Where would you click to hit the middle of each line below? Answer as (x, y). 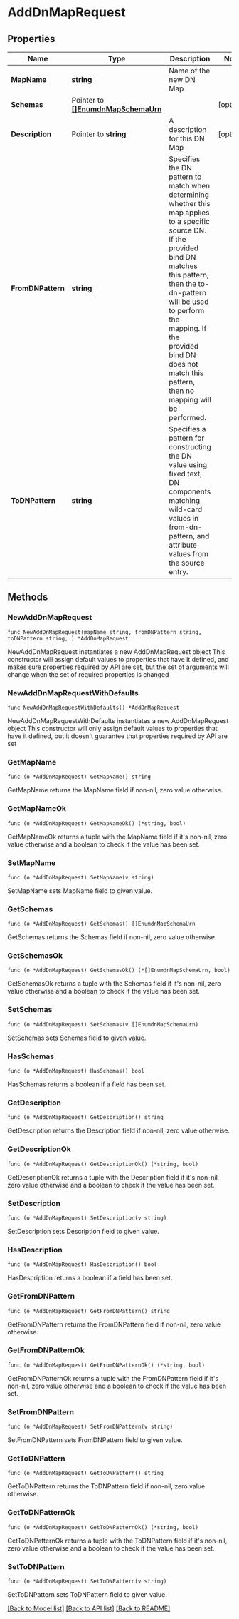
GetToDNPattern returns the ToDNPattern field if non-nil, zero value (106, 1486)
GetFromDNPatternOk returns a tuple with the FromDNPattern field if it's (113, 1378)
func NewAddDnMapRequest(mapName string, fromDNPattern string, (105, 632)
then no (181, 391)
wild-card (186, 509)
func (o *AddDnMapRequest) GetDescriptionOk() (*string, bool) (103, 1164)
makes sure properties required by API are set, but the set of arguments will (118, 667)
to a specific (189, 221)
